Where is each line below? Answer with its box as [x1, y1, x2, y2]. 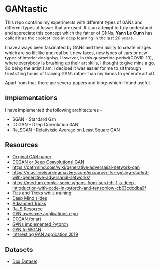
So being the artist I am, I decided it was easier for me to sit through [5, 65, 141, 71]
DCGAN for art [12, 216, 41, 222]
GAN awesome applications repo [12, 211, 78, 216]
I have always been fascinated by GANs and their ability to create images [5, 44, 152, 50]
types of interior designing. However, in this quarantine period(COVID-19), [5, 55, 153, 60]
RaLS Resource [12, 206, 43, 211]
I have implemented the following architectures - [5, 107, 102, 113]
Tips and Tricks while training [12, 190, 71, 196]
